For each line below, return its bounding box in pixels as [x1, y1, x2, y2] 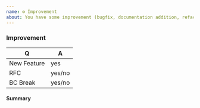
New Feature [9, 59, 45, 67]
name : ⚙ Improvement [6, 8, 58, 15]
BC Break [9, 78, 36, 87]
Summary [6, 95, 31, 102]
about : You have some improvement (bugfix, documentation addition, [6, 14, 180, 20]
